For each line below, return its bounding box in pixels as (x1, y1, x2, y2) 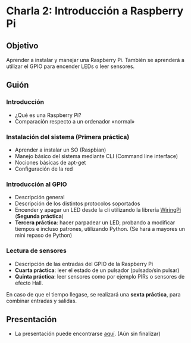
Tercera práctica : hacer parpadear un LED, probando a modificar (14, 219, 176, 226)
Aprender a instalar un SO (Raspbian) (14, 146, 107, 153)
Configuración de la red (14, 165, 73, 172)
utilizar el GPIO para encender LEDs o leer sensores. (6, 63, 135, 70)
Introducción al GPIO (6, 180, 67, 189)
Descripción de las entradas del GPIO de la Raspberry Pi (14, 260, 154, 267)
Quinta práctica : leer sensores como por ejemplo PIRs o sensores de (14, 273, 185, 280)
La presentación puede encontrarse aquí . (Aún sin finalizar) (14, 330, 161, 338)
